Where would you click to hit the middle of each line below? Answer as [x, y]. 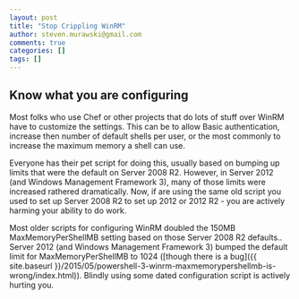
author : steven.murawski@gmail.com [76, 34]
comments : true [38, 43]
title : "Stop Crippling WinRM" [68, 26]
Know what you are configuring [99, 95]
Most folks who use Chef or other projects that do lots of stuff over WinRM [147, 116]
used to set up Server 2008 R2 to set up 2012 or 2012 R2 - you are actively [147, 201]
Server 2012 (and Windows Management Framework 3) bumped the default [149, 246]
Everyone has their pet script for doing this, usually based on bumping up [145, 163]
